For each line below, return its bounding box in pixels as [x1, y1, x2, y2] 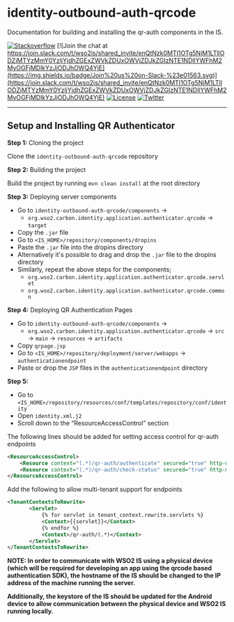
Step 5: [7, 377, 29, 385]
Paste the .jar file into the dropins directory [17, 242, 144, 251]
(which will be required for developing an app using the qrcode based [7, 564, 212, 573]
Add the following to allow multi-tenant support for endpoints [7, 485, 182, 494]
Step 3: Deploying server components [7, 192, 117, 201]
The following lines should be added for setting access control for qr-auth [7, 432, 219, 440]
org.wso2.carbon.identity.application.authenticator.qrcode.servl [27, 274, 225, 281]
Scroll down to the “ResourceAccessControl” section [17, 419, 169, 427]
